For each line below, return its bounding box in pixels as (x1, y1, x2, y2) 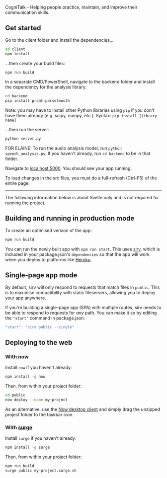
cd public (5, 393, 26, 398)
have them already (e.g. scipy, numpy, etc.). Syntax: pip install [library (5, 113, 158, 119)
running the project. (5, 200, 46, 206)
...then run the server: (5, 127, 50, 133)
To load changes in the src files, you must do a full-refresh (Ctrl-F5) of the (5, 175, 158, 181)
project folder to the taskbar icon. (5, 411, 74, 417)
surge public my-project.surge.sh (5, 468, 77, 473)
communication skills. (5, 9, 50, 15)
